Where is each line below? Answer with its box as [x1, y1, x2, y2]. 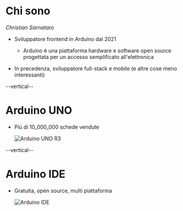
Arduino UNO [5, 104, 72, 117]
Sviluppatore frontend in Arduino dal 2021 [14, 35, 116, 42]
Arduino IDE [5, 167, 66, 181]
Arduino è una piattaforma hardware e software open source [23, 46, 172, 54]
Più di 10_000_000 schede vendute [14, 123, 99, 131]
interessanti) [14, 71, 45, 78]
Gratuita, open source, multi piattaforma [14, 187, 112, 194]
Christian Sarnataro [5, 24, 54, 31]
